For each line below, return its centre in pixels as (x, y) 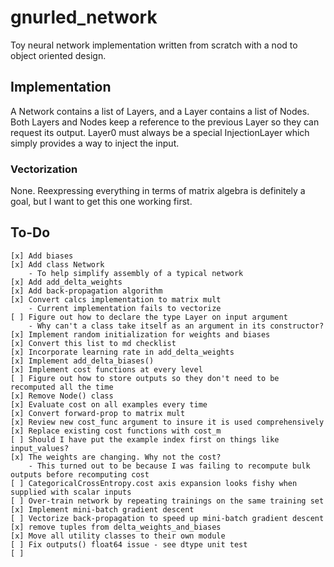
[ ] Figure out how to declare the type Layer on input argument (149, 317)
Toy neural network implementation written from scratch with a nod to (154, 45)
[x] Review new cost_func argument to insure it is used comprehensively (167, 422)
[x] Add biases (42, 256)
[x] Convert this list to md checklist (93, 343)
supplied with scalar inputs (71, 492)
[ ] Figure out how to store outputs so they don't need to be (145, 378)
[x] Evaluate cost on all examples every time (109, 404)
